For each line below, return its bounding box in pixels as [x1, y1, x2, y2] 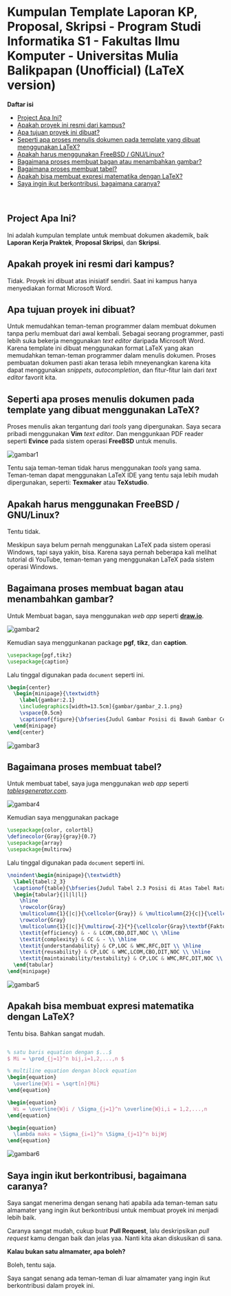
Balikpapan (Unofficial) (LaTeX [7, 63, 185, 79]
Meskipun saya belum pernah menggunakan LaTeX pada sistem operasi [7, 541, 211, 548]
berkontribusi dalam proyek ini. [7, 1282, 95, 1289]
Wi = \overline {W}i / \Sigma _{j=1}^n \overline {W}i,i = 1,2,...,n [13, 1105, 208, 1113]
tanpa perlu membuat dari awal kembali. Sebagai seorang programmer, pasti [7, 329, 224, 338]
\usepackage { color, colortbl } [7, 827, 94, 834]
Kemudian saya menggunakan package [7, 814, 119, 822]
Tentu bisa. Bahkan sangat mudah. [7, 1029, 105, 1038]
